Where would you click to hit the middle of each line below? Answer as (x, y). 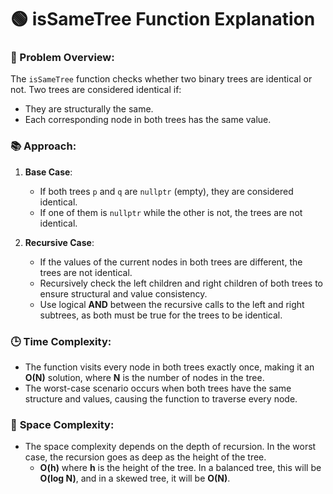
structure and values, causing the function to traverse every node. (161, 399)
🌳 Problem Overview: (62, 58)
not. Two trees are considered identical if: (96, 90)
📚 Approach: (43, 146)
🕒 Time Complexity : (61, 341)
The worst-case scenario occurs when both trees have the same (158, 388)
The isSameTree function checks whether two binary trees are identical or (161, 79)
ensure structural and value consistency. (123, 293)
